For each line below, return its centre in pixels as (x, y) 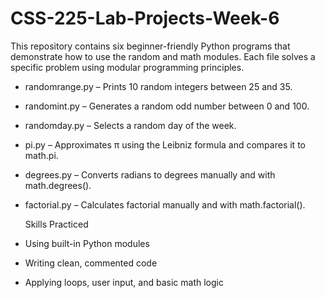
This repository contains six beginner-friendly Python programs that (150, 46)
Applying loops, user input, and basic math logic (124, 282)
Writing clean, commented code (91, 263)
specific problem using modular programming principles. (127, 67)
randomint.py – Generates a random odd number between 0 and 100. (167, 106)
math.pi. (41, 155)
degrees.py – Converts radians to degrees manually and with (150, 174)
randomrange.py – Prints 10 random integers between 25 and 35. (158, 86)
